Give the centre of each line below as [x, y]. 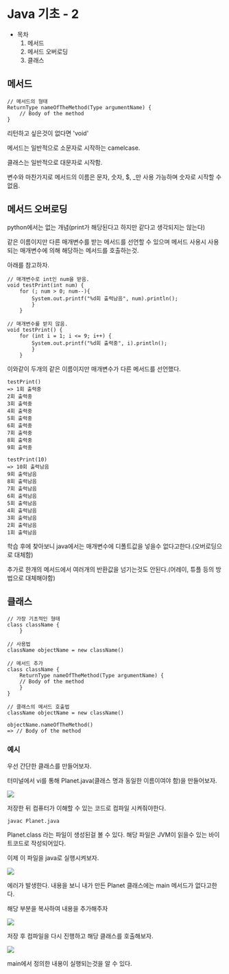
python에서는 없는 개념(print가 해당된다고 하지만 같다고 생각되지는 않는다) [106, 227]
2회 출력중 [20, 396]
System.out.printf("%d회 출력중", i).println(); [100, 343]
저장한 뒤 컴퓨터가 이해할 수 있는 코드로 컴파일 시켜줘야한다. [87, 808]
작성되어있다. [48, 843]
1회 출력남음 [22, 532]
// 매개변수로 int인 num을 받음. [48, 279]
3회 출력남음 [22, 518]
